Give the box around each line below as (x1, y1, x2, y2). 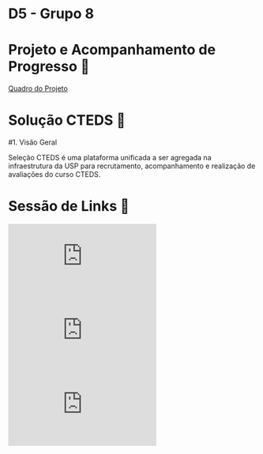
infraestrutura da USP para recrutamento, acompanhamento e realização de (8, 161, 256, 171)
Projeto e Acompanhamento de (8, 41, 216, 59)
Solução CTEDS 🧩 (8, 111, 126, 129)
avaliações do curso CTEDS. (8, 170, 101, 179)
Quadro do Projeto (8, 84, 69, 93)
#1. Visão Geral (8, 137, 58, 147)
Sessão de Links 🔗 (8, 197, 130, 216)
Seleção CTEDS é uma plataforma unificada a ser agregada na (8, 153, 212, 163)
